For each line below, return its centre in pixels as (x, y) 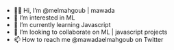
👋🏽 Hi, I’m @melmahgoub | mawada (64, 10)
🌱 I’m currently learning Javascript (62, 25)
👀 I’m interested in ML (44, 18)
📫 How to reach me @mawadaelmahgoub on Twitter (88, 40)
